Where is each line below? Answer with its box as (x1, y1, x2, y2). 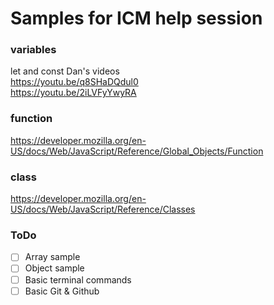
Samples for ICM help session (10, 7, 263, 30)
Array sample (24, 251, 81, 263)
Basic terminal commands (24, 273, 132, 286)
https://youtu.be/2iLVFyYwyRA (10, 87, 137, 99)
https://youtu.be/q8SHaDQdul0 (10, 76, 139, 88)
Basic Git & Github (24, 285, 100, 297)
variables (10, 43, 57, 57)
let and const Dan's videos (10, 65, 120, 77)
